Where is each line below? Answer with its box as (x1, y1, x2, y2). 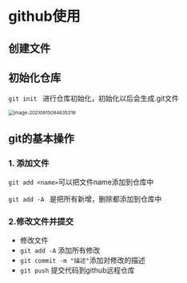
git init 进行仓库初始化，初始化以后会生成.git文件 (8, 93, 179, 104)
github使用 (8, 7, 82, 26)
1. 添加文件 (8, 157, 50, 168)
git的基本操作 (8, 132, 74, 145)
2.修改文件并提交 (8, 216, 74, 227)
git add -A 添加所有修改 (19, 246, 101, 255)
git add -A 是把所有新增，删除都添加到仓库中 (8, 195, 162, 204)
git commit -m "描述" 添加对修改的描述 (19, 256, 146, 265)
